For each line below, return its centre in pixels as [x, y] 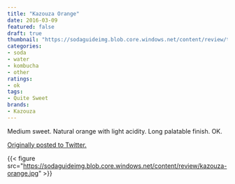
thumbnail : [23, 40]
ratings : [20, 79]
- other [19, 72]
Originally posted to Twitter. [47, 145]
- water [19, 59]
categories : [24, 46]
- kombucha [23, 66]
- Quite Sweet [28, 99]
